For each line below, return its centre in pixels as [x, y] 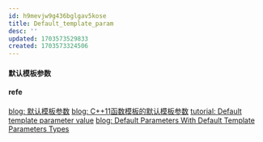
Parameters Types [39, 129]
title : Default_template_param [61, 24]
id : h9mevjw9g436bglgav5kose [57, 16]
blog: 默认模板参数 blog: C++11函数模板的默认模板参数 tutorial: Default [125, 111]
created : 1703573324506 [49, 46]
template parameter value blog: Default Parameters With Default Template [131, 120]
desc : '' [23, 31]
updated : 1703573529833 [49, 39]
